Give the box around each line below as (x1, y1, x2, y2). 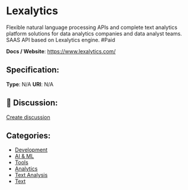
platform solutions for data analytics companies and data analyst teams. (6, 30, 182, 37)
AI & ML (14, 153, 34, 160)
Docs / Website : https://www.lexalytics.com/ (6, 47, 116, 54)
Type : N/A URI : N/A (6, 80, 54, 88)
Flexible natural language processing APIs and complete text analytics (6, 24, 178, 31)
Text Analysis (14, 172, 48, 179)
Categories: (6, 130, 51, 140)
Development (14, 146, 48, 153)
